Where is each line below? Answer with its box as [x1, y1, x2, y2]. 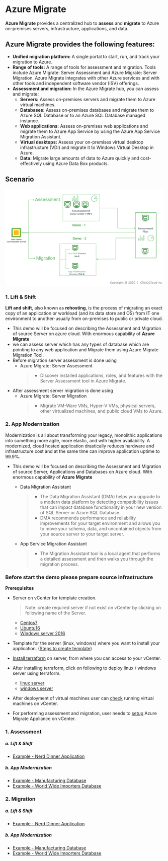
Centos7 [20, 619, 38, 625]
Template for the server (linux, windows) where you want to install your [12, 640, 160, 646]
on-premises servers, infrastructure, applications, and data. [5, 25, 129, 31]
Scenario [5, 175, 34, 184]
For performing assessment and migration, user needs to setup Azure [12, 710, 157, 716]
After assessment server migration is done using [12, 387, 113, 394]
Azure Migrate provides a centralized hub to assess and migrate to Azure [5, 20, 159, 26]
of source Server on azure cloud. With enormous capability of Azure [12, 331, 155, 337]
